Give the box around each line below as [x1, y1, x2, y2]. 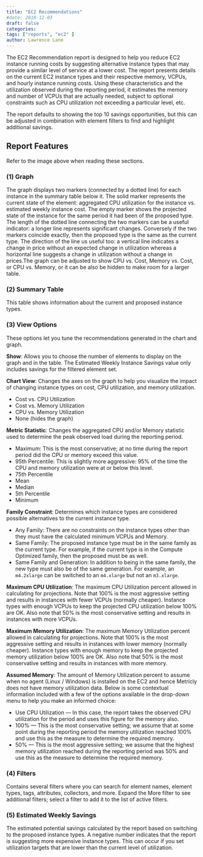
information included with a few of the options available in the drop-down [6, 690, 190, 698]
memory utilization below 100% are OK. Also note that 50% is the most [6, 653, 183, 660]
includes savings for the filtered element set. [6, 365, 118, 373]
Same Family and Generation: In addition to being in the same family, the [15, 558, 196, 566]
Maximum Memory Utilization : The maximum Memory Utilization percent [6, 627, 190, 634]
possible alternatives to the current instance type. [6, 514, 130, 522]
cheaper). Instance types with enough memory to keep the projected [6, 646, 179, 654]
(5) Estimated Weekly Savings [6, 811, 97, 819]
